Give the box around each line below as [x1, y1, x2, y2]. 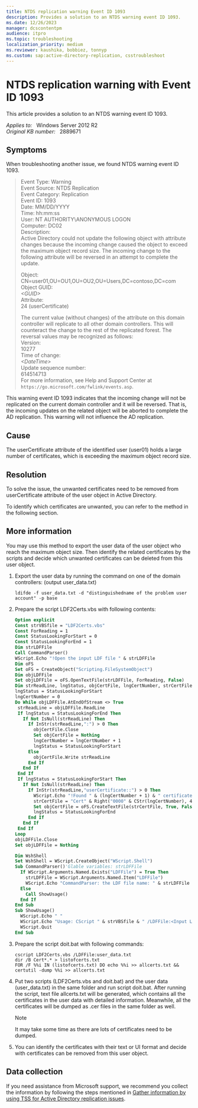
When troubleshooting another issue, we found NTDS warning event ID [6, 161, 179, 168]
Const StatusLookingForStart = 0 [14, 633, 98, 640]
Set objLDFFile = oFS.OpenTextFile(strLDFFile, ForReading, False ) [14, 677, 184, 683]
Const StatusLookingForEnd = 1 [14, 639, 92, 645]
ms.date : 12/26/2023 [6, 19, 57, 25]
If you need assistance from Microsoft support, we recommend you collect [6, 1082, 188, 1090]
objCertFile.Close [33, 727, 79, 733]
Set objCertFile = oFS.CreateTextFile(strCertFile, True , [33, 804, 179, 810]
